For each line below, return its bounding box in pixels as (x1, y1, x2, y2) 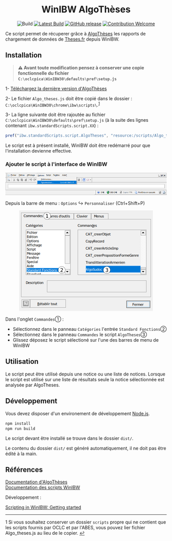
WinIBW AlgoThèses (41, 4, 131, 15)
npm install (5, 421, 31, 426)
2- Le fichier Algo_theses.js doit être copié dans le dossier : (5, 95, 132, 101)
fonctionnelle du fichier (17, 70, 69, 76)
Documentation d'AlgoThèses (5, 479, 68, 485)
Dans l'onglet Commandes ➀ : (5, 316, 64, 322)
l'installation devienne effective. (5, 148, 73, 154)
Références (5, 465, 43, 474)
